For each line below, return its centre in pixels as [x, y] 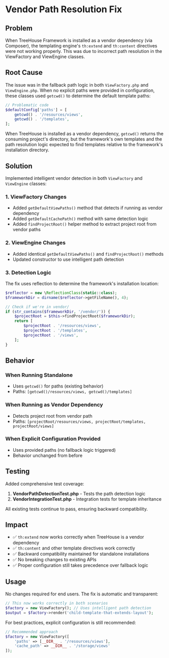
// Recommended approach [32, 632]
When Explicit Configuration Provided [53, 439]
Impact [17, 525]
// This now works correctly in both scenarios [57, 604]
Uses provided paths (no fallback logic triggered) [64, 450]
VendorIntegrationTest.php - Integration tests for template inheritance [87, 499]
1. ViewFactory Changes [36, 197]
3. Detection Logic [29, 272]
